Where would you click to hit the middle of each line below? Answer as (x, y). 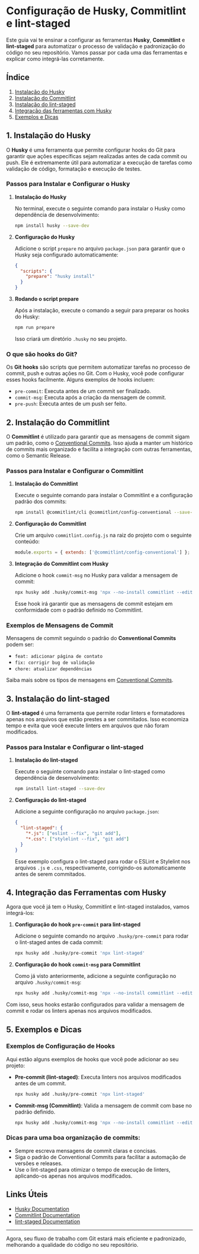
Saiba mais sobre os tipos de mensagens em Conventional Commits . (90, 680)
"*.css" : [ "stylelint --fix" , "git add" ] (77, 839)
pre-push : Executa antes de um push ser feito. (71, 404)
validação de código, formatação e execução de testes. (74, 169)
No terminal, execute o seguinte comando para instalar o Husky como (100, 208)
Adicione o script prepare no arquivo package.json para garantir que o (100, 248)
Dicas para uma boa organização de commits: (73, 1138)
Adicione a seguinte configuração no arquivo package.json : (87, 812)
